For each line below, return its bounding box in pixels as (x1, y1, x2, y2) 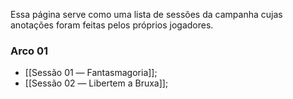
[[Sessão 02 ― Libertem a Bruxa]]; (24, 77, 169, 89)
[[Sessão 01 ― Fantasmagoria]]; (24, 67, 158, 79)
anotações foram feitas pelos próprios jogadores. (10, 19, 214, 31)
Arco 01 (10, 44, 49, 58)
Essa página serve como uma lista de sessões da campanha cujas (10, 9, 283, 20)
